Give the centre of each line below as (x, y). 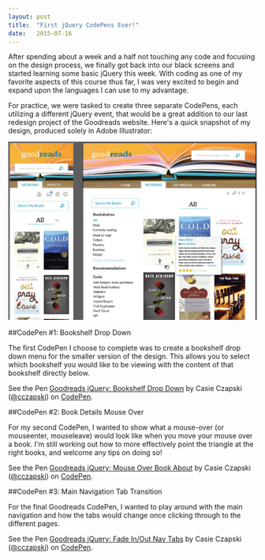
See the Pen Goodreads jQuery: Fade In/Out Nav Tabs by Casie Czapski (125, 539)
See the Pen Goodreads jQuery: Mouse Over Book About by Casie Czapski (129, 468)
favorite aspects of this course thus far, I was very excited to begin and (123, 82)
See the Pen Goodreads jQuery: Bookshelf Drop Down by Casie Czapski (125, 388)
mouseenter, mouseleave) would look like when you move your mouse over (131, 435)
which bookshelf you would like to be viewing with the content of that (121, 364)
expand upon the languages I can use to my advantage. (99, 90)
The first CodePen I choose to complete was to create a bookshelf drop (125, 348)
